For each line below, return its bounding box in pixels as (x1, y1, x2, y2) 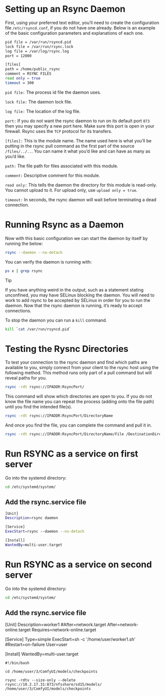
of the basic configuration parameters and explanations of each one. (5, 30, 144, 36)
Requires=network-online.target (31, 627, 97, 633)
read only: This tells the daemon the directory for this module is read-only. (5, 182, 157, 187)
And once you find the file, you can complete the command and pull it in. (5, 422, 152, 428)
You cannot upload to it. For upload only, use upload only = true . (5, 187, 137, 193)
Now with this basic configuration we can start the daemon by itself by (5, 235, 148, 241)
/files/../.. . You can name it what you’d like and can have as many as (5, 148, 151, 154)
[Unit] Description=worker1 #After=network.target (5, 622, 107, 628)
